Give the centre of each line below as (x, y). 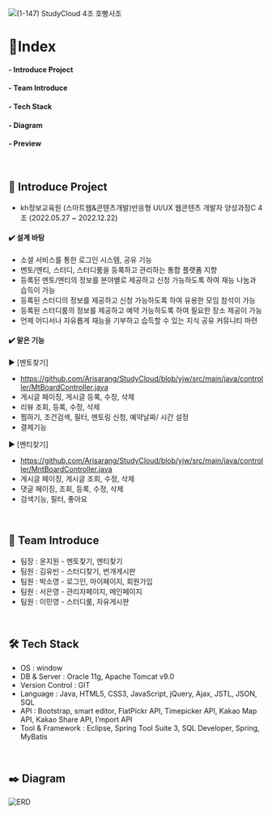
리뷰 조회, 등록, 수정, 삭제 (60, 407)
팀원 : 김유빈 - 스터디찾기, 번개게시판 (78, 571)
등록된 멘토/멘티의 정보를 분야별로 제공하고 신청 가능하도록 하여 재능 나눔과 (138, 280)
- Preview (25, 144)
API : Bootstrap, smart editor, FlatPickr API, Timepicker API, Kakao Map (138, 710)
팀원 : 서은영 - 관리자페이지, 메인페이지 (81, 591)
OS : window (41, 668)
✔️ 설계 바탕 (27, 238)
